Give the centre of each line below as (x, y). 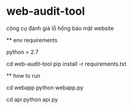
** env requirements (32, 40)
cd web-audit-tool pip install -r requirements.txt (66, 64)
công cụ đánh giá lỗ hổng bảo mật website (60, 28)
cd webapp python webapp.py (45, 88)
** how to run (24, 75)
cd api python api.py (32, 99)
